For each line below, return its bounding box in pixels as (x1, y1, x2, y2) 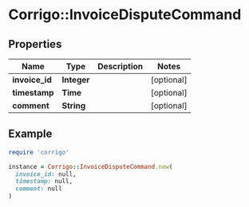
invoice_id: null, (15, 170, 77, 178)
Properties (8, 37, 62, 51)
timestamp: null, (15, 178, 73, 186)
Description (97, 61, 144, 72)
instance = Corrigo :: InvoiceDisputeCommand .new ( (8, 162, 173, 170)
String (61, 100, 86, 111)
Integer (61, 74, 90, 85)
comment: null (15, 185, 62, 193)
